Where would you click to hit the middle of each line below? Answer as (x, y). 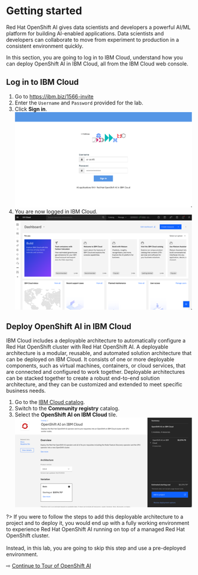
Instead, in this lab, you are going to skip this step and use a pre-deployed (96, 548)
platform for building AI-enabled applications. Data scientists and (85, 33)
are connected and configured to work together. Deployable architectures (95, 372)
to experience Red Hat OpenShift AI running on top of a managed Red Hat (95, 530)
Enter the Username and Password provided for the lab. (79, 103)
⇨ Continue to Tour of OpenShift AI (49, 566)
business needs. (26, 391)
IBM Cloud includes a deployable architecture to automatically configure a (96, 341)
